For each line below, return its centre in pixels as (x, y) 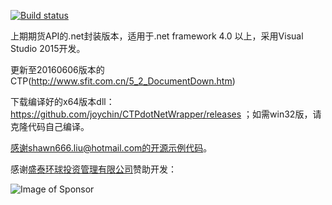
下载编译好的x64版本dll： (62, 101)
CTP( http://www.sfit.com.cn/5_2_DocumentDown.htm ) (123, 81)
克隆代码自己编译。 (50, 126)
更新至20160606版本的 (57, 69)
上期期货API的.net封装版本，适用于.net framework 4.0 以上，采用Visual (157, 36)
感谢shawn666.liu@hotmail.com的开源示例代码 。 (111, 148)
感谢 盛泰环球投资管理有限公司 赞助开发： (93, 169)
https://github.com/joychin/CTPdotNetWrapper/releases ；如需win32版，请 (166, 114)
